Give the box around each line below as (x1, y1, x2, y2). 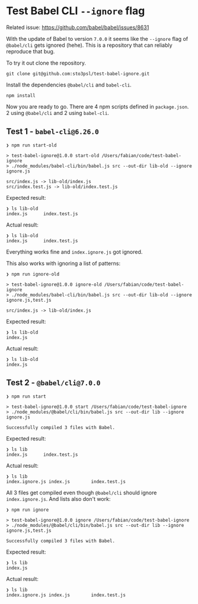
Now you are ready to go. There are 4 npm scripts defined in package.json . (6, 103, 189, 110)
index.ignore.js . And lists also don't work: (6, 495, 111, 502)
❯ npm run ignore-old (6, 271, 60, 277)
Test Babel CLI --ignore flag (6, 4, 145, 18)
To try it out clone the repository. (6, 59, 86, 66)
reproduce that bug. (6, 47, 55, 55)
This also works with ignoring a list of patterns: (6, 260, 120, 267)
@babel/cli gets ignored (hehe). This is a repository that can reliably (6, 41, 173, 49)
